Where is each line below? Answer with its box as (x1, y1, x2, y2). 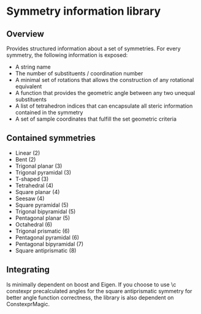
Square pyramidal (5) (15, 201, 69, 209)
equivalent (15, 83, 42, 90)
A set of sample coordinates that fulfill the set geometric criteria (15, 115, 176, 122)
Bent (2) (15, 155, 36, 163)
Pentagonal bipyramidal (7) (15, 240, 84, 247)
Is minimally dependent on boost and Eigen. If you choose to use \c (6, 280, 176, 288)
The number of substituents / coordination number (15, 70, 143, 77)
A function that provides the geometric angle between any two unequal (15, 89, 195, 96)
